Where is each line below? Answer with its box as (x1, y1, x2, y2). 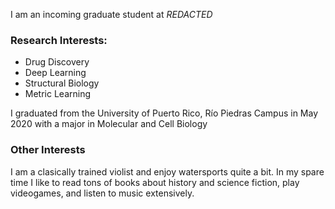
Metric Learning (24, 88, 92, 100)
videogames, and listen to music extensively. (10, 187, 195, 199)
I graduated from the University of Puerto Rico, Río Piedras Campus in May (10, 107, 319, 119)
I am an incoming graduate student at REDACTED (10, 9, 213, 20)
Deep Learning (24, 67, 87, 79)
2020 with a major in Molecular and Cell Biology (10, 118, 208, 130)
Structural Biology (24, 77, 100, 89)
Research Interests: (10, 33, 108, 47)
